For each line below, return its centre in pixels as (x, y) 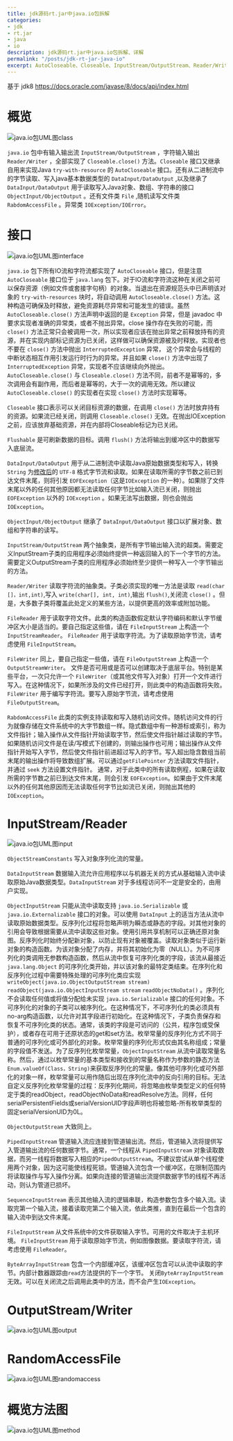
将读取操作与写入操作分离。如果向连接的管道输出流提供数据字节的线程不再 (113, 1176)
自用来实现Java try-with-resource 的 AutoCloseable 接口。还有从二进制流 (113, 170)
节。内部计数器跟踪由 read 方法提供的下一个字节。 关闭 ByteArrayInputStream (115, 1273)
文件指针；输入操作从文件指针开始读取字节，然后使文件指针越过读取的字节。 (116, 734)
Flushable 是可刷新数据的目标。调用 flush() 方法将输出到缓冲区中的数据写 (114, 439)
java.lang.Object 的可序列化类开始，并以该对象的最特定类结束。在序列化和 (115, 967)
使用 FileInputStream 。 (46, 644)
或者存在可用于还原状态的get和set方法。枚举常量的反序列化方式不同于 (122, 1034)
